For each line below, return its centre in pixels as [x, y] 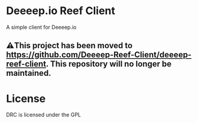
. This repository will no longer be [109, 64]
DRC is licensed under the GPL [44, 115]
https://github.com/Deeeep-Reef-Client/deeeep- [99, 55]
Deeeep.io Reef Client [61, 11]
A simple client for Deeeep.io [41, 27]
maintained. [29, 73]
